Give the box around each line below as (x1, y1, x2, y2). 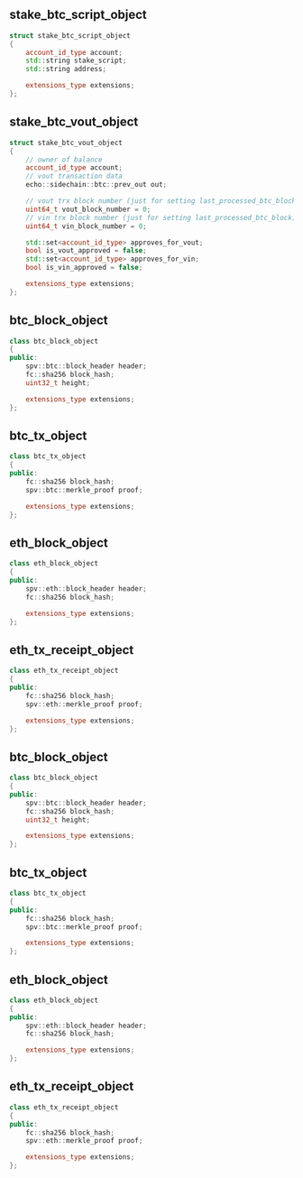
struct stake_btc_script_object (9, 31, 131, 40)
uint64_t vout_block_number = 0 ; (25, 205, 151, 214)
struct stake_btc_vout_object (9, 138, 124, 147)
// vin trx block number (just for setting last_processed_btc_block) (25, 213, 297, 222)
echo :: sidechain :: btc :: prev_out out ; (25, 180, 168, 189)
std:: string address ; (25, 65, 106, 74)
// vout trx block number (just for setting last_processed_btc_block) (25, 197, 300, 206)
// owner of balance (25, 155, 103, 164)
